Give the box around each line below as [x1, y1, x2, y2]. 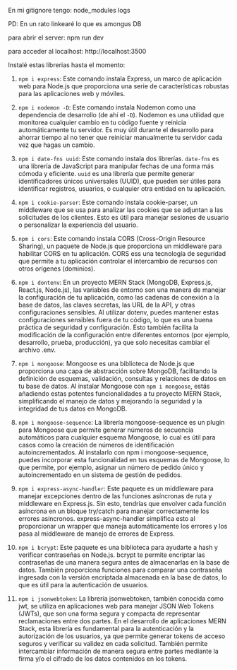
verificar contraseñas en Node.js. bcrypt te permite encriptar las [18, 551, 205, 559]
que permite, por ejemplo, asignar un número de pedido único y [18, 463, 204, 471]
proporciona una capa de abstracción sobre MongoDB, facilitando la [18, 367, 217, 375]
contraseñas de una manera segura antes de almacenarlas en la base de [18, 558, 230, 566]
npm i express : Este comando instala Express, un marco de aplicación [18, 74, 222, 83]
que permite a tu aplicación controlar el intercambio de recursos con [18, 257, 218, 265]
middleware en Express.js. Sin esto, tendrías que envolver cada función [18, 500, 226, 507]
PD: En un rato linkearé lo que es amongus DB [8, 20, 142, 28]
